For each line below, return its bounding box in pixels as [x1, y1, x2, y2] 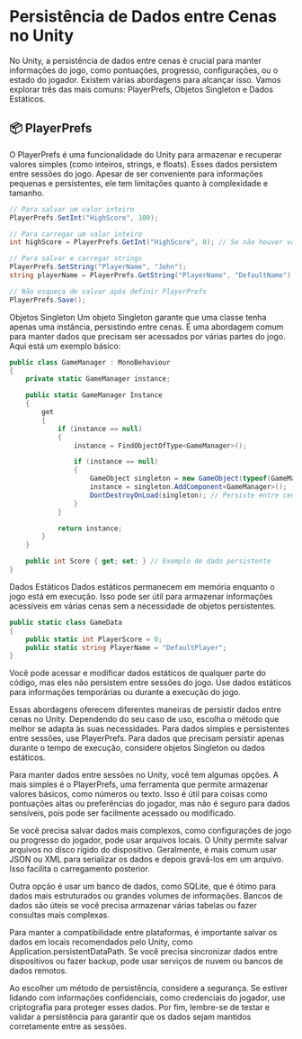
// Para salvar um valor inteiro [9, 204, 135, 213]
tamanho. [9, 187, 45, 198]
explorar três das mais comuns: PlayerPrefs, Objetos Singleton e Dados [9, 84, 274, 95]
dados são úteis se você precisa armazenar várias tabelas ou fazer [9, 900, 258, 911]
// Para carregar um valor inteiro [9, 230, 143, 239]
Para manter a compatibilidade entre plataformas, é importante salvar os [9, 927, 278, 938]
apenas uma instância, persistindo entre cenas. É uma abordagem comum [9, 321, 284, 332]
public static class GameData [9, 618, 123, 627]
